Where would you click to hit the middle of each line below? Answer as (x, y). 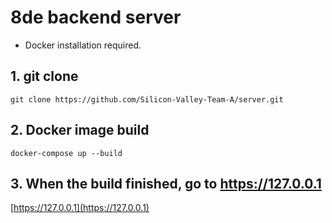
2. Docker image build (80, 130)
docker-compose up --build (66, 153)
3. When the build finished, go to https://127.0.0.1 (166, 183)
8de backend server (96, 17)
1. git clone (44, 76)
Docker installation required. (83, 45)
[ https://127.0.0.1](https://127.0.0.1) (80, 208)
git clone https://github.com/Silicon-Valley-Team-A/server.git (147, 99)
